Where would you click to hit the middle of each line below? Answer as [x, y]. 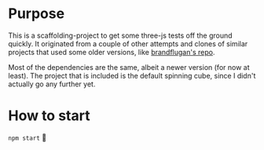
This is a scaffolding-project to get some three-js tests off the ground [121, 35]
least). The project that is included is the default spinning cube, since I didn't [132, 75]
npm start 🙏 [27, 137]
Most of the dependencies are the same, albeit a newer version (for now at [129, 67]
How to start [49, 116]
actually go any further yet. [52, 84]
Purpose [37, 14]
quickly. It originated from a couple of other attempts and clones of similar [128, 43]
